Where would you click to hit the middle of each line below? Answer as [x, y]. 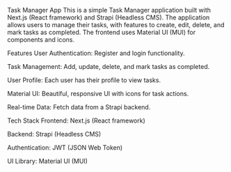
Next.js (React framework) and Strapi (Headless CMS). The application [109, 17]
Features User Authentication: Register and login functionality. [96, 53]
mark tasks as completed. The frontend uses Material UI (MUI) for [102, 32]
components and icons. [41, 40]
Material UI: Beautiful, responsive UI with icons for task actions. [98, 94]
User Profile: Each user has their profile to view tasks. [84, 80]
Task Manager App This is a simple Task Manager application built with [109, 10]
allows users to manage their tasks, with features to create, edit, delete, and [116, 25]
